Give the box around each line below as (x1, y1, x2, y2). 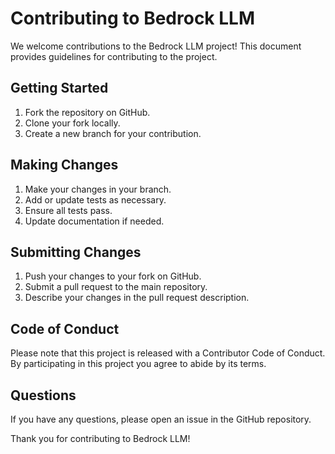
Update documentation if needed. (24, 215, 165, 227)
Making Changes (10, 157, 119, 174)
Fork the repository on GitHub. (24, 106, 151, 118)
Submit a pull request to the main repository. (24, 281, 208, 293)
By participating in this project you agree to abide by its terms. (10, 358, 267, 370)
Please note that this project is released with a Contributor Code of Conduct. (10, 347, 326, 359)
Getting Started (10, 80, 109, 97)
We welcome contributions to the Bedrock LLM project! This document (10, 40, 302, 52)
